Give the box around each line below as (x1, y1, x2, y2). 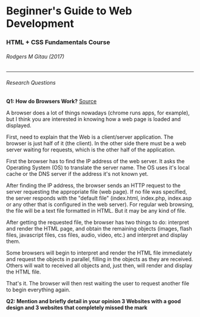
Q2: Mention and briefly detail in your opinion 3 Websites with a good (6, 297, 181, 304)
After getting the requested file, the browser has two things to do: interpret (6, 219, 189, 226)
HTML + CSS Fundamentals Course (6, 38, 110, 46)
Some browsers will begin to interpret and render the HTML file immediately (6, 249, 192, 256)
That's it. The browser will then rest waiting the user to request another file (6, 279, 189, 287)
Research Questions (6, 79, 56, 86)
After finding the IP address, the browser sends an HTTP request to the (6, 182, 181, 189)
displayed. (6, 122, 32, 129)
